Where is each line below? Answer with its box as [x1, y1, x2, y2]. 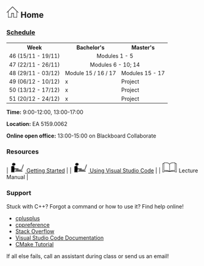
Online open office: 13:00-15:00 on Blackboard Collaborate [6, 132, 156, 139]
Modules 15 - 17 [121, 69, 165, 76]
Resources [6, 147, 39, 156]
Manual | [6, 174, 29, 181]
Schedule [6, 28, 36, 37]
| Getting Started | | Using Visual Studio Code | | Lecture [6, 167, 198, 174]
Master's [131, 44, 155, 51]
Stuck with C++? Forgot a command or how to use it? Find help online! [6, 202, 184, 210]
